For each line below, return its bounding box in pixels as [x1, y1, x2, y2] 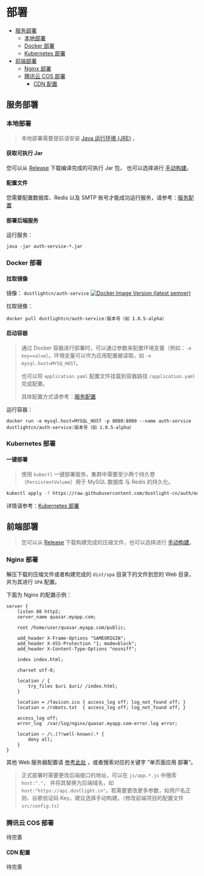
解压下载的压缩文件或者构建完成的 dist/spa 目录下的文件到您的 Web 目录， [6, 570, 194, 578]
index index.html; [17, 656, 64, 662]
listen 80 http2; [17, 608, 61, 615]
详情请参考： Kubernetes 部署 [6, 502, 80, 509]
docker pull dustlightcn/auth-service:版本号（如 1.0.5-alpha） [6, 316, 167, 322]
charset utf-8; [17, 667, 56, 673]
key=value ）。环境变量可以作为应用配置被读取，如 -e [21, 351, 152, 359]
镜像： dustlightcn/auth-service [6, 290, 89, 297]
